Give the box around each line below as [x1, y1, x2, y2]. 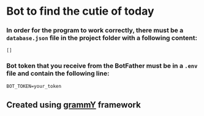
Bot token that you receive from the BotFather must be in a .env [6, 62, 198, 70]
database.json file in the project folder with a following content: [6, 34, 198, 42]
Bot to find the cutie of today [6, 4, 154, 18]
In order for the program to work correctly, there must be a [6, 26, 184, 35]
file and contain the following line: [6, 69, 110, 78]
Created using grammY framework [6, 100, 141, 111]
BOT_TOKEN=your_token [6, 83, 62, 89]
